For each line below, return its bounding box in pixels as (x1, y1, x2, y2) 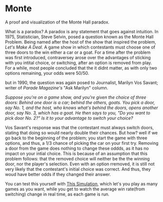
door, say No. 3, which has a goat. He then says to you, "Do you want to (5, 110, 150, 115)
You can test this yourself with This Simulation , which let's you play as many (5, 180, 158, 186)
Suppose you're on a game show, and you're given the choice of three (5, 94, 146, 100)
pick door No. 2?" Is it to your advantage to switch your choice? (5, 115, 133, 121)
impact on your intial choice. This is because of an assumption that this (5, 150, 147, 157)
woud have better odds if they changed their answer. (5, 171, 111, 177)
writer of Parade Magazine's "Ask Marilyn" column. (5, 85, 109, 90)
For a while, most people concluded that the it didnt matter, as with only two (5, 65, 157, 71)
